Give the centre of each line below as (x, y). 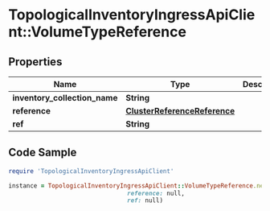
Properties (35, 62)
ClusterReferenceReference (180, 111)
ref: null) (145, 201)
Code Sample (43, 153)
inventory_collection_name (65, 98)
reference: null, (156, 193)
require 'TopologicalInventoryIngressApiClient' (91, 171)
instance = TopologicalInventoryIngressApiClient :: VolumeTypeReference (131, 186)
